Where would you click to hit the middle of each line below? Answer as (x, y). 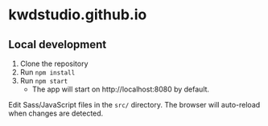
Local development (58, 45)
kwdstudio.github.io (78, 15)
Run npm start (44, 81)
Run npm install (47, 72)
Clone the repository (54, 63)
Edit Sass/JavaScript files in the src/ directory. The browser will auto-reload (134, 105)
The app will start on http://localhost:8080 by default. (121, 89)
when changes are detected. (56, 113)
